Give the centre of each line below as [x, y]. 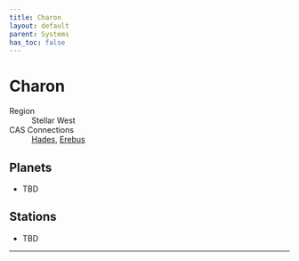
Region [22, 111]
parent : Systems [39, 34]
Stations [33, 217]
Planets [31, 167]
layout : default [39, 26]
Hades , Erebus [59, 140]
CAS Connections [41, 130]
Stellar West [53, 120]
